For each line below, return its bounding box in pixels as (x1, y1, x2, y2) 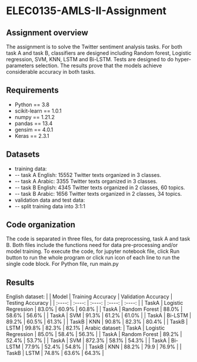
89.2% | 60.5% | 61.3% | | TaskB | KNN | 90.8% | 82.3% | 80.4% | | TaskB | (6, 318, 188, 325)
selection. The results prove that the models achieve (35, 62, 162, 69)
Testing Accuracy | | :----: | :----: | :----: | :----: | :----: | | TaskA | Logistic (6, 300, 183, 307)
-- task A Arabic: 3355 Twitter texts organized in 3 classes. (14, 177, 158, 185)
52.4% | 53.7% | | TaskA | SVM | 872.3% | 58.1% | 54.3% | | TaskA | (6, 337, 170, 344)
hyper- (175, 56, 191, 62)
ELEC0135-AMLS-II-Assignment (6, 4, 166, 18)
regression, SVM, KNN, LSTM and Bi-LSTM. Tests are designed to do (6, 56, 174, 62)
